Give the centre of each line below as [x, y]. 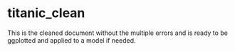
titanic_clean [46, 13]
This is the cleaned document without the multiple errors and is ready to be [117, 33]
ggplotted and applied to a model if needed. [72, 40]
